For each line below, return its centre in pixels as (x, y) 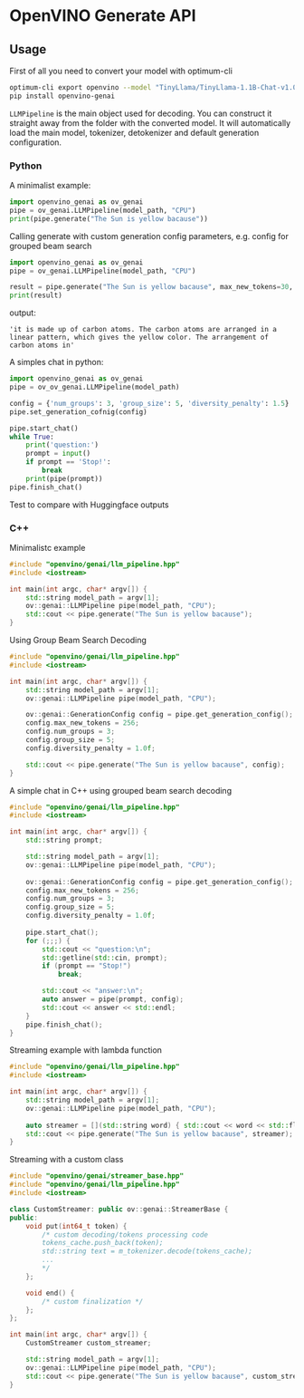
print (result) (36, 295)
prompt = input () (58, 454)
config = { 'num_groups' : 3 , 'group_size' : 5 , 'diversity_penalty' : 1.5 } (149, 403)
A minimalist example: (50, 186)
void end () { (50, 1293)
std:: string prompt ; (64, 840)
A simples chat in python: (57, 362)
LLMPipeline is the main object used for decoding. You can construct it (141, 113)
